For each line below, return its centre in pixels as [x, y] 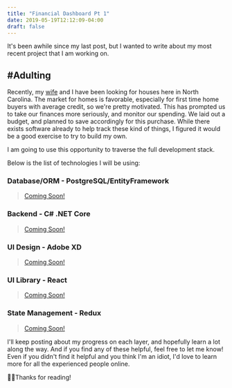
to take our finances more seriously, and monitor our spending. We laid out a [116, 114]
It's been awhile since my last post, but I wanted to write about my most [110, 46]
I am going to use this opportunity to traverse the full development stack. [111, 150]
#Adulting [29, 75]
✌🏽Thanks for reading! [39, 377]
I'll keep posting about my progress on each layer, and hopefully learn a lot [114, 342]
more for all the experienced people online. [69, 364]
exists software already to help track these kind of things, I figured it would [114, 129]
